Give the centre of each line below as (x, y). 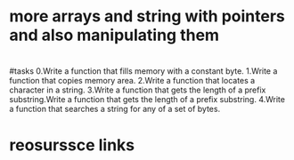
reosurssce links (72, 145)
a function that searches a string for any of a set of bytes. (115, 109)
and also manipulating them (114, 35)
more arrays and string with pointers (147, 16)
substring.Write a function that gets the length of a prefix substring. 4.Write (147, 100)
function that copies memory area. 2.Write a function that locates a (132, 81)
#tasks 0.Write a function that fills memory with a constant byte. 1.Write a (143, 71)
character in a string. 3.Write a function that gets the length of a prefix (138, 90)
